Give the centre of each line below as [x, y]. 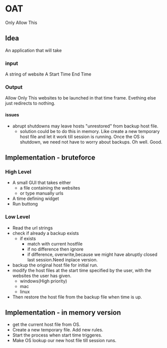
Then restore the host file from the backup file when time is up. [77, 297]
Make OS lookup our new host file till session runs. [64, 340]
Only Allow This [21, 22]
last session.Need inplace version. [63, 259]
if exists [28, 238]
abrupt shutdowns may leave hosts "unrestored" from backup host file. [85, 126]
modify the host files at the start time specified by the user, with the [82, 270]
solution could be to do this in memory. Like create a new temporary [90, 131]
